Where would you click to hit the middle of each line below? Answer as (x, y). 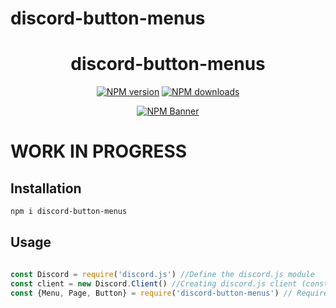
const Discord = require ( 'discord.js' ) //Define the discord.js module (162, 274)
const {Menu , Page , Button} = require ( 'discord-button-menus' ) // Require (169, 293)
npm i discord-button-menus (69, 212)
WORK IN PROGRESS (99, 151)
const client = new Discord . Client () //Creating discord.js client (154, 283)
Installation (46, 188)
